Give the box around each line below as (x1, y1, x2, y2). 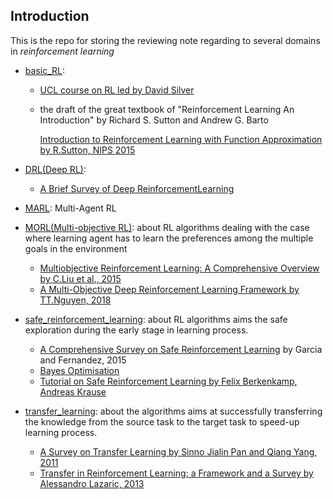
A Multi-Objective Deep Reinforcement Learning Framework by (39, 283, 300, 295)
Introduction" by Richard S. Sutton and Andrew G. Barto (39, 114, 269, 126)
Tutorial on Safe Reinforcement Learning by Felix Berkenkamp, (39, 375, 298, 387)
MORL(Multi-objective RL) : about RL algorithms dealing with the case (24, 221, 310, 233)
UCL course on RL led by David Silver (39, 84, 195, 96)
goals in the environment (24, 242, 128, 254)
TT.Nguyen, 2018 (39, 294, 112, 306)
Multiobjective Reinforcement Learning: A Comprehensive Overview (39, 262, 320, 274)
